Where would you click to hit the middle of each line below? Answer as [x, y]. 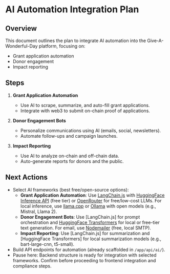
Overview [21, 28]
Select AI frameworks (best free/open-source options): [71, 189]
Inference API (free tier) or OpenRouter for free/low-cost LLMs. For [91, 200]
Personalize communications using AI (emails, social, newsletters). [91, 130]
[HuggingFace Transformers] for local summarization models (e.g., [91, 239]
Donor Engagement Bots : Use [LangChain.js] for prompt [80, 217]
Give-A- [155, 40]
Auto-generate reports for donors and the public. [72, 161]
